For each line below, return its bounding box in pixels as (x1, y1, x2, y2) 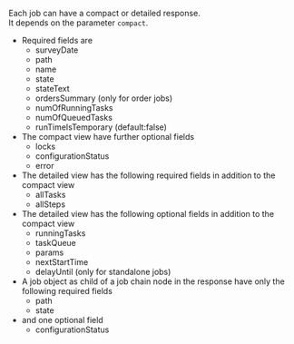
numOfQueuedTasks (34, 113, 113, 123)
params (34, 247, 64, 258)
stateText (34, 84, 70, 93)
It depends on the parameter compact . (8, 17, 149, 28)
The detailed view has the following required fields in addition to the (21, 170, 276, 181)
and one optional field (21, 315, 103, 325)
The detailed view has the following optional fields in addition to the (21, 209, 274, 219)
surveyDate (34, 44, 79, 55)
